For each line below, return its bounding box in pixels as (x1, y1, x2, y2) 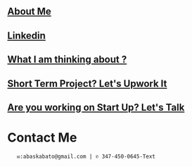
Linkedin (7, 30, 46, 42)
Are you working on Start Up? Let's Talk (7, 101, 185, 113)
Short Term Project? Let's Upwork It (7, 78, 167, 89)
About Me (7, 6, 51, 18)
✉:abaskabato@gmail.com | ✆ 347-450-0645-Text (16, 153, 156, 160)
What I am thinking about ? (7, 54, 127, 66)
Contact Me (7, 130, 77, 146)
